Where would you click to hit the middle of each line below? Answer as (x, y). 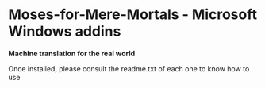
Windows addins (65, 31)
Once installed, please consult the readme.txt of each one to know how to (129, 68)
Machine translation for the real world (72, 53)
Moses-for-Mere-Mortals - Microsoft (133, 15)
